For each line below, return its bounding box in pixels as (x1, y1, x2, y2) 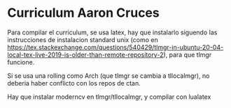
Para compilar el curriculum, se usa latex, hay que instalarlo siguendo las (7, 28, 218, 36)
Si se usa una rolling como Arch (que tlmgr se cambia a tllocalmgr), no (7, 72, 210, 80)
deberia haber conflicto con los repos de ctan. (7, 79, 141, 87)
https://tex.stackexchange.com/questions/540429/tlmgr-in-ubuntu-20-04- (7, 43, 224, 51)
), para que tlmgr (163, 50, 212, 59)
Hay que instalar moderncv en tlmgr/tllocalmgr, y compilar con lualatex (7, 93, 211, 101)
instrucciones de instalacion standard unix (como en (7, 35, 159, 43)
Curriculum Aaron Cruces (7, 5, 160, 21)
